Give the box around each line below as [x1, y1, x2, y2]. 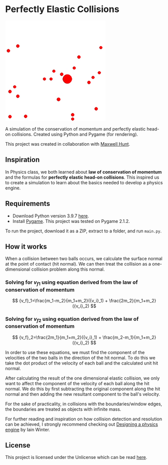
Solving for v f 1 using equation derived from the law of [5, 279, 138, 287]
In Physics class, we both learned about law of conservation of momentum [5, 169, 162, 175]
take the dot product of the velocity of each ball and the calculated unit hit [5, 360, 158, 366]
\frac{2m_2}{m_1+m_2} [109, 297, 156, 303]
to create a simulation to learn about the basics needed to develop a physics [5, 179, 163, 185]
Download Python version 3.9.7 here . [12, 212, 89, 219]
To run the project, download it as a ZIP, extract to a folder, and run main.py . [5, 227, 162, 234]
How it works [5, 242, 47, 251]
